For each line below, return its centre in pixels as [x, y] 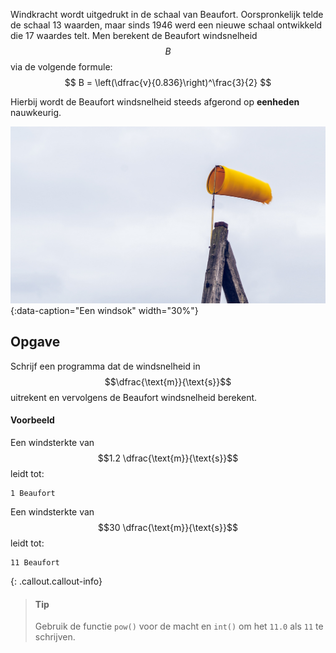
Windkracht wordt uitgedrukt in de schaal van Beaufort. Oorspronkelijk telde [167, 14]
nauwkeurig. [36, 112]
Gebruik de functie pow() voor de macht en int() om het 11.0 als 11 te [179, 626]
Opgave [35, 342]
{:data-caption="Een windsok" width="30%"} [104, 310]
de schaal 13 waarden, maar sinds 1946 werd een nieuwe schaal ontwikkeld [166, 25]
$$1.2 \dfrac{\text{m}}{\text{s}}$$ [168, 458]
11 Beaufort [35, 563]
